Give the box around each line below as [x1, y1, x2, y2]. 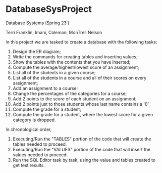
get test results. [12, 162, 45, 168]
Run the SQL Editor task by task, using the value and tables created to [12, 157, 156, 163]
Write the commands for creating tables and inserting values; [12, 53, 138, 60]
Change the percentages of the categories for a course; [12, 90, 127, 96]
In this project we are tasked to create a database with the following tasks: [5, 39, 158, 45]
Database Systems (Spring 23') [5, 20, 70, 26]
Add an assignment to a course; [12, 85, 78, 91]
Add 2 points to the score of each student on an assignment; [12, 95, 137, 102]
